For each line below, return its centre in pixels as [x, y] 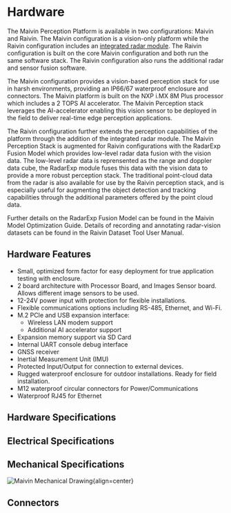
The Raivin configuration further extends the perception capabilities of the [112, 131]
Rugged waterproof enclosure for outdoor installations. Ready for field [117, 374]
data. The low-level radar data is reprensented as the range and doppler [110, 160]
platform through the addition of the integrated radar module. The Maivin [110, 138]
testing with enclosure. [50, 278]
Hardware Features [49, 254]
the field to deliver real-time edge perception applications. [90, 117]
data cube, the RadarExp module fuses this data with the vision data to [108, 168]
